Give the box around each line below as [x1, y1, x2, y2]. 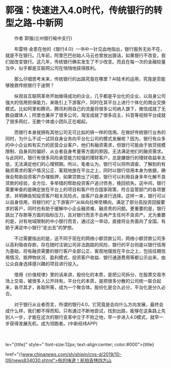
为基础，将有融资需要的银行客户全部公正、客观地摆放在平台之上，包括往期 [5, 248, 161, 254]
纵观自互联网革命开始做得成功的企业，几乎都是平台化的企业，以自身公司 [14, 93, 166, 99]
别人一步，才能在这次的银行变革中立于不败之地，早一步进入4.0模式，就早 [5, 314, 159, 320]
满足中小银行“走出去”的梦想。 [14, 224, 76, 230]
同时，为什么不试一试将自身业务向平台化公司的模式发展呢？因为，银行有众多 [5, 135, 166, 141]
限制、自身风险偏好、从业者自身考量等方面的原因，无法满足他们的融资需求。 [5, 148, 166, 154]
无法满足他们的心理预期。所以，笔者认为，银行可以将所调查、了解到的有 [14, 161, 166, 167]
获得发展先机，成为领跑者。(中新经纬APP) [9, 320, 98, 326]
